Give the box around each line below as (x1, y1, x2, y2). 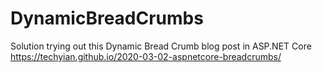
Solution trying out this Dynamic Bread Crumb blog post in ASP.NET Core (10, 40, 312, 52)
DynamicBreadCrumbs (10, 7, 204, 30)
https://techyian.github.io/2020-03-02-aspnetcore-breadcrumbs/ (10, 50, 282, 62)
